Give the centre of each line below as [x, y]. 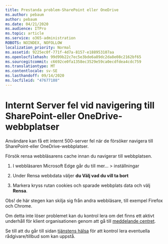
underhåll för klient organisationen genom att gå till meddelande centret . [80, 221]
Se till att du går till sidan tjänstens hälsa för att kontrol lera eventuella [78, 231]
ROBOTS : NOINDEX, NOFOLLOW [34, 43]
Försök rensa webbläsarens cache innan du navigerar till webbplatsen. [79, 156]
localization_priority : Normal [38, 47]
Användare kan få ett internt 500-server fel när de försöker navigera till [79, 141]
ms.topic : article [25, 33]
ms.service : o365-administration [40, 38]
